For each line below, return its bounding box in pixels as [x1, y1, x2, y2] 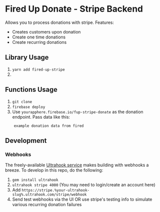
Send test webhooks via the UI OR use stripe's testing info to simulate [12, 196, 153, 202]
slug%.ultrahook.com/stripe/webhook [12, 192, 87, 197]
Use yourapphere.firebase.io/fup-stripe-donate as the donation [12, 108, 144, 115]
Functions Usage [5, 86, 58, 94]
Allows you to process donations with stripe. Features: [5, 19, 114, 25]
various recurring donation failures [12, 202, 82, 208]
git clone [12, 99, 33, 104]
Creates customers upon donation [12, 29, 81, 35]
